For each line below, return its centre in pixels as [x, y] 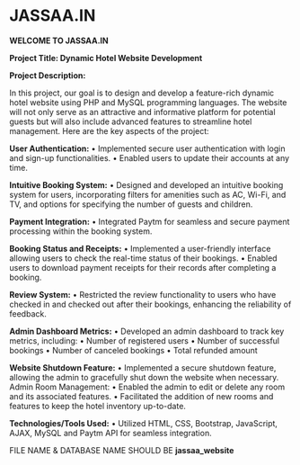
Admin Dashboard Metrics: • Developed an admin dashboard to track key [147, 331]
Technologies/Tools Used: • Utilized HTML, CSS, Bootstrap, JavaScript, [144, 423]
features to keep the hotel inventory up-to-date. [98, 406]
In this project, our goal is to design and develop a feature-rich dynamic [142, 93]
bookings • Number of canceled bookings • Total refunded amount [133, 350]
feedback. [28, 313]
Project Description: [48, 75]
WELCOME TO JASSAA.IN [59, 40]
